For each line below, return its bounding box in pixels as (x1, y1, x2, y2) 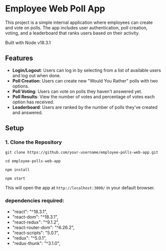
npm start (5, 176, 26, 181)
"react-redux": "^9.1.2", (12, 219, 59, 225)
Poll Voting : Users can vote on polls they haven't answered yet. (12, 88, 143, 94)
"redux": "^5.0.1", (12, 235, 47, 241)
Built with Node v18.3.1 (5, 39, 51, 45)
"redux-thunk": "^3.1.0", (12, 240, 60, 246)
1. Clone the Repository (5, 139, 62, 146)
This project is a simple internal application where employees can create (5, 19, 153, 25)
